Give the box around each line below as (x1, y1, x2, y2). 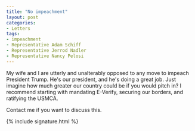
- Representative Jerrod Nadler (6, 48, 86, 54)
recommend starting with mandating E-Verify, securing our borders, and (6, 88, 184, 95)
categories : (6, 20, 36, 26)
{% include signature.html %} (6, 117, 79, 125)
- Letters (6, 25, 31, 32)
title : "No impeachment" (6, 8, 68, 15)
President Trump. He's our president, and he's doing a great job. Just (6, 76, 177, 83)
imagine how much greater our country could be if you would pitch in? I (6, 82, 182, 89)
